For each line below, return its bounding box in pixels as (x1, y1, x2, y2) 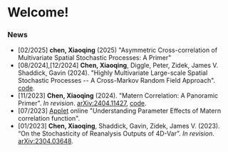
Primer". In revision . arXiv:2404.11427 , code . (17, 99, 147, 108)
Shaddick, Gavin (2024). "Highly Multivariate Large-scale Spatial (17, 69, 208, 77)
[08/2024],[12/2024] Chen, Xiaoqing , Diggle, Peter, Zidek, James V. (17, 61, 219, 70)
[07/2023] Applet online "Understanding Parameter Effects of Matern (17, 106, 222, 115)
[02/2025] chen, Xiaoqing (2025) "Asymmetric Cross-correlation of (17, 46, 218, 54)
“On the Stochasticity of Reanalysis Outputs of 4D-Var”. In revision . (17, 129, 215, 138)
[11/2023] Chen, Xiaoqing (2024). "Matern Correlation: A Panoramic (17, 91, 219, 100)
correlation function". (17, 114, 81, 123)
